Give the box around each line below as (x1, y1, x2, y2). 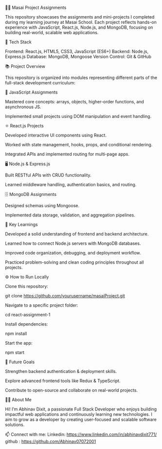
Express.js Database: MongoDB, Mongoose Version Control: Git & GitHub (5, 54, 152, 59)
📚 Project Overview (5, 63, 45, 69)
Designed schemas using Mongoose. (5, 203, 79, 208)
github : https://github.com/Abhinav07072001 (5, 439, 96, 444)
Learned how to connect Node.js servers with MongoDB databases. (5, 240, 141, 246)
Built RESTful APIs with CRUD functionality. (5, 172, 91, 178)
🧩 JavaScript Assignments (5, 89, 58, 95)
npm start (5, 350, 25, 355)
